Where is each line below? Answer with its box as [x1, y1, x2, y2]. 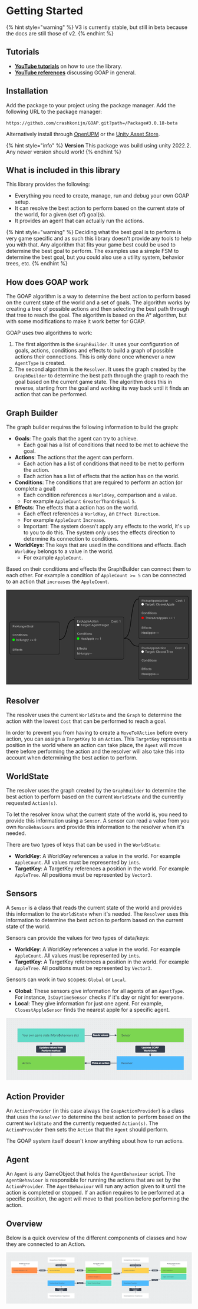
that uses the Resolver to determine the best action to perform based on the [6, 1113, 191, 1121]
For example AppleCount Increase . [23, 517, 106, 523]
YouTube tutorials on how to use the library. [14, 63, 123, 70]
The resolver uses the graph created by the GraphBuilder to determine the [6, 787, 186, 794]
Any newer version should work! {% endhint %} [6, 148, 122, 155]
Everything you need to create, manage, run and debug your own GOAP [14, 192, 190, 199]
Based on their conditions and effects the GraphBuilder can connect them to [6, 565, 192, 573]
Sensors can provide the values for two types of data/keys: [6, 935, 150, 942]
